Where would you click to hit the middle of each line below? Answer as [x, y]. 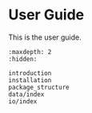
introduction [30, 73]
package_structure [39, 87]
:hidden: [23, 59]
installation [30, 80]
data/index [26, 94]
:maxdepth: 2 [30, 52]
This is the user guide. [45, 37]
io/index [23, 101]
